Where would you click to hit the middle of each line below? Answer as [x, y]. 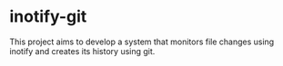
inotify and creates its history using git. [82, 51]
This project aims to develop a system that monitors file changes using [142, 42]
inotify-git [48, 17]
